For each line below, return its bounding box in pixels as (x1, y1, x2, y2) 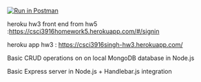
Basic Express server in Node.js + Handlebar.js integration (7, 68, 172, 75)
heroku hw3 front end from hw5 (7, 20, 98, 28)
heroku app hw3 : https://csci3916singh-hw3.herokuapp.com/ (7, 41, 184, 48)
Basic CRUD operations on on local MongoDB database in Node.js (7, 54, 195, 62)
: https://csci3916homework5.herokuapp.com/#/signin (7, 28, 160, 35)
